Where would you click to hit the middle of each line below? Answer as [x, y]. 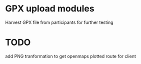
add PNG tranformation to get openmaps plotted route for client [71, 56]
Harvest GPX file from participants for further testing [59, 22]
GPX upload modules [50, 9]
